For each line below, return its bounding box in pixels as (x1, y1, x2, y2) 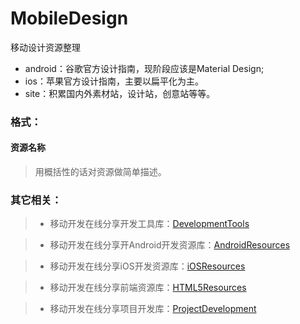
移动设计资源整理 (10, 41, 81, 53)
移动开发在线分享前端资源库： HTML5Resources (49, 282, 247, 294)
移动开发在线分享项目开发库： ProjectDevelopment (49, 303, 257, 315)
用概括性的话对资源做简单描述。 (34, 166, 167, 178)
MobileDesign (10, 7, 129, 30)
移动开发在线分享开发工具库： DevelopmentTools (49, 218, 250, 230)
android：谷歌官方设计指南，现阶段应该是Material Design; (24, 62, 265, 74)
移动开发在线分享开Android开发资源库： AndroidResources (49, 239, 291, 251)
